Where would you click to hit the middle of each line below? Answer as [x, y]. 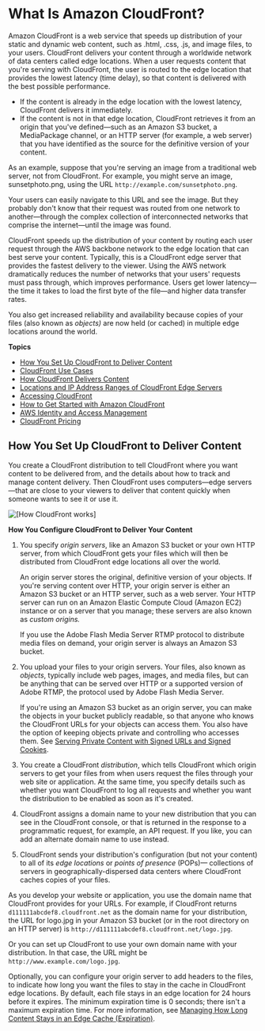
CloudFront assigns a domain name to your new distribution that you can [138, 814]
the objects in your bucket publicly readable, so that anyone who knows [137, 716]
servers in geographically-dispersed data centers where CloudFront [130, 871]
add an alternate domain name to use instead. [95, 839]
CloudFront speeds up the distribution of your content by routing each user [131, 240]
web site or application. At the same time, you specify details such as [132, 781]
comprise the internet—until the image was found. [90, 225]
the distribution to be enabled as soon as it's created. [106, 798]
